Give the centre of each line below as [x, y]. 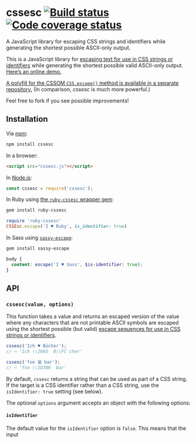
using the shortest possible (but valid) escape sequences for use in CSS [93, 329]
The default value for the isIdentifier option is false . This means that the [96, 428]
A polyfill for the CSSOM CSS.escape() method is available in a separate [92, 83]
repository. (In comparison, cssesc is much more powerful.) [78, 89]
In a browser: [22, 155]
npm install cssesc [30, 144]
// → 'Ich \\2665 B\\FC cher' [44, 352]
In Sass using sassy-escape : [40, 238]
